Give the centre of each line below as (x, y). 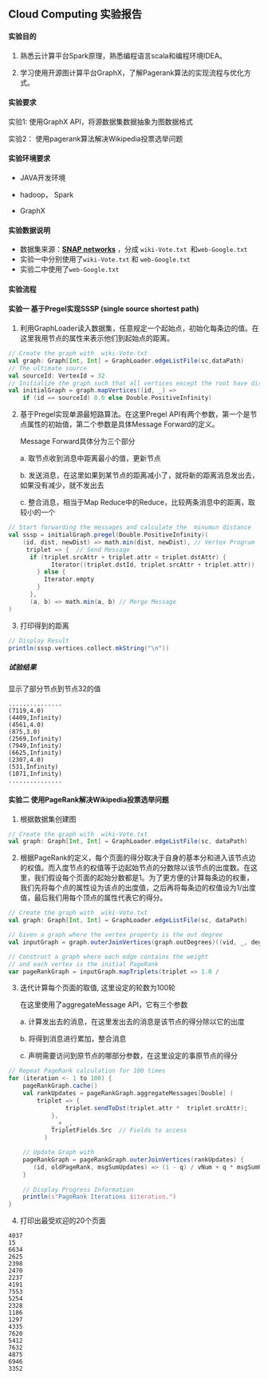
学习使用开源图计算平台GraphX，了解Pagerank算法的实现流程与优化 (132, 72)
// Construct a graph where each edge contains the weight (108, 957)
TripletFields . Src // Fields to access (119, 1130)
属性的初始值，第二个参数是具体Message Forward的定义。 (123, 424)
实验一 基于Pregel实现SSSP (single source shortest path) (104, 309)
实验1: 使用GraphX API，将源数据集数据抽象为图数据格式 (100, 122)
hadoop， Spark (47, 195)
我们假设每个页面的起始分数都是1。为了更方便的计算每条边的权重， (144, 877)
